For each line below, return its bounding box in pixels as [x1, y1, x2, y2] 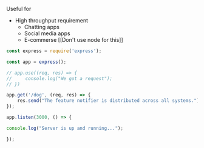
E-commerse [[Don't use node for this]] [24, 36, 123, 43]
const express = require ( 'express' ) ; [6, 48, 102, 54]
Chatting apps [24, 24, 59, 30]
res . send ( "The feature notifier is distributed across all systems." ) [17, 98, 200, 104]
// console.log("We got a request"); [6, 75, 113, 81]
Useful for [6, 5, 32, 12]
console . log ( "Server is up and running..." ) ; [6, 125, 123, 131]
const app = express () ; [6, 59, 67, 65]
